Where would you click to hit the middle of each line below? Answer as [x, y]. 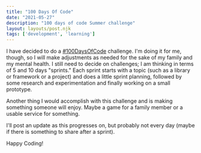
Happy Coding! [25, 143]
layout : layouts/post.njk [38, 28]
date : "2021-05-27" [31, 17]
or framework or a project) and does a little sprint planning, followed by [94, 77]
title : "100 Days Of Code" [40, 12]
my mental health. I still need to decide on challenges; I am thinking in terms [100, 64]
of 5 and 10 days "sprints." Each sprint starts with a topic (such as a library [98, 70]
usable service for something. [43, 114]
